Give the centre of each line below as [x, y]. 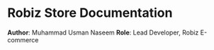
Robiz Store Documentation [90, 13]
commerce [23, 39]
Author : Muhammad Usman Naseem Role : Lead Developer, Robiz [103, 32]
